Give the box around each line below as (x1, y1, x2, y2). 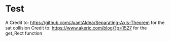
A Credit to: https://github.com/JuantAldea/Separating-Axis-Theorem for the (5, 19, 165, 25)
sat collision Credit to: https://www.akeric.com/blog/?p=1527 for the (5, 24, 147, 30)
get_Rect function (5, 30, 43, 36)
